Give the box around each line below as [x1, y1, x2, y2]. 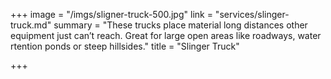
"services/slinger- [214, 9, 290, 20]
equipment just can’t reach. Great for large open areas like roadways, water [10, 30, 322, 41]
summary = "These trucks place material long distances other [53, 19, 308, 31]
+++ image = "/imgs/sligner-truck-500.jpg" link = [10, 9, 213, 20]
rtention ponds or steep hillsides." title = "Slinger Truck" [10, 40, 240, 52]
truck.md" [10, 19, 52, 31]
